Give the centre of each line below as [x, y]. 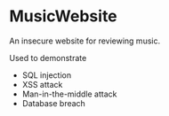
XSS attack [42, 84]
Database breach [54, 103]
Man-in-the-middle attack [69, 94]
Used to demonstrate [48, 58]
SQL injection [47, 75]
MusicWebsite [63, 16]
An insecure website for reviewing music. [85, 41]
